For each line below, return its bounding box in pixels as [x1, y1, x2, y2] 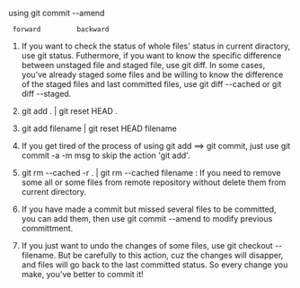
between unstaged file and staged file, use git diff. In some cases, [21, 60, 266, 70]
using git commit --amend [8, 8, 105, 18]
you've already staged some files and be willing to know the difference [21, 69, 284, 80]
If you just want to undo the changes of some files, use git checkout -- [21, 240, 283, 250]
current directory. [21, 187, 87, 196]
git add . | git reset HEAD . [21, 106, 119, 116]
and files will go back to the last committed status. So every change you [21, 259, 288, 270]
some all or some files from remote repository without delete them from [21, 177, 287, 188]
